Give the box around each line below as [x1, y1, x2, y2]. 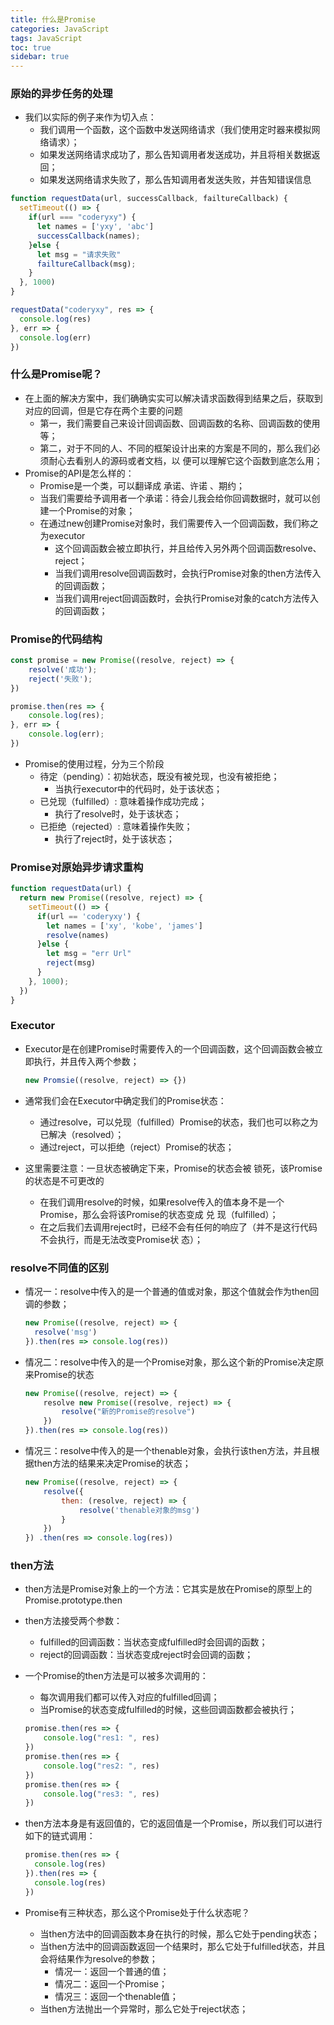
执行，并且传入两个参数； [33, 1055, 140, 1067]
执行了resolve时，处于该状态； [54, 807, 182, 820]
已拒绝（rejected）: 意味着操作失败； [39, 820, 193, 832]
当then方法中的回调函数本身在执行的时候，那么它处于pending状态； [39, 1927, 320, 1940]
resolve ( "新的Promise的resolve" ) [61, 1407, 196, 1417]
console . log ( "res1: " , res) [43, 1733, 160, 1743]
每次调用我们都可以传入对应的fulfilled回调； [39, 1691, 220, 1703]
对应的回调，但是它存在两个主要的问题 [24, 404, 183, 416]
